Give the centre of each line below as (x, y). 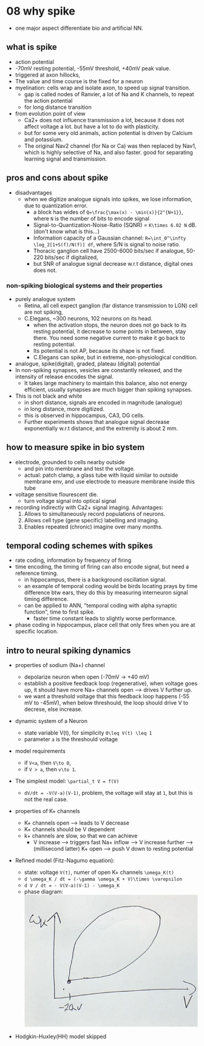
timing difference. (46, 599)
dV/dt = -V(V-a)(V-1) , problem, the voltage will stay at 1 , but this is (108, 793)
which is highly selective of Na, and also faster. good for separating (108, 152)
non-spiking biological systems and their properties (84, 286)
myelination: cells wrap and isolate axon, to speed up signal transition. (103, 88)
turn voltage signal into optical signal (70, 500)
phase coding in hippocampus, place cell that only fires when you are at (105, 625)
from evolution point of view (50, 113)
